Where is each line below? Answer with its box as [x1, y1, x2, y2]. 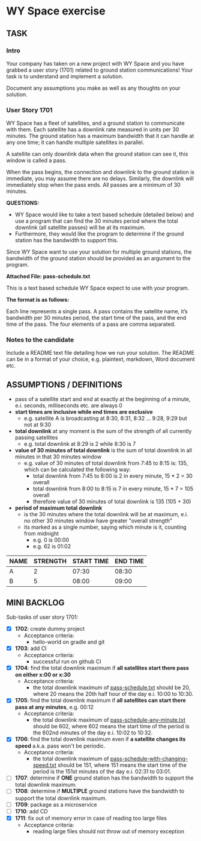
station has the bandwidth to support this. [14, 237, 119, 244]
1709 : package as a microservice [14, 801, 97, 808]
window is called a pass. [6, 157, 67, 164]
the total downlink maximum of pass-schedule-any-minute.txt [32, 716, 186, 724]
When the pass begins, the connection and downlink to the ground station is [6, 169, 195, 176]
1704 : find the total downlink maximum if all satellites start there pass [14, 664, 189, 672]
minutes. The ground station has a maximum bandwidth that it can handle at [6, 133, 194, 140]
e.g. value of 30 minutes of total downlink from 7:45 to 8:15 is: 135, [23, 460, 188, 467]
